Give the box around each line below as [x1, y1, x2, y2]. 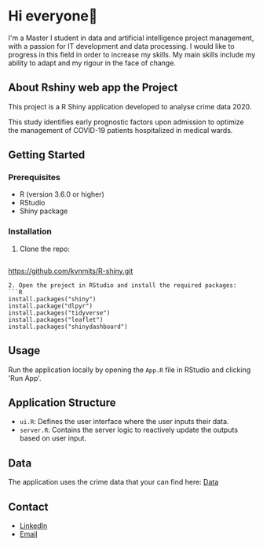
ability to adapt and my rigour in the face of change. [8, 58, 177, 68]
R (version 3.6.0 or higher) [19, 190, 104, 199]
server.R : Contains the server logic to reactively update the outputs [19, 425, 238, 435]
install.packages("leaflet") [8, 315, 104, 323]
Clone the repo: [19, 244, 71, 253]
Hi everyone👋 [8, 7, 98, 25]
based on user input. [19, 433, 87, 443]
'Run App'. [8, 373, 42, 382]
